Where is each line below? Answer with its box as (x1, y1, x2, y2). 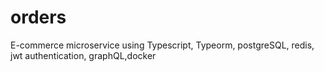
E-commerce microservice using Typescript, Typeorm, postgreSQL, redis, (10, 39, 315, 51)
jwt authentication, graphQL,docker (10, 49, 157, 61)
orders (10, 6, 67, 29)
